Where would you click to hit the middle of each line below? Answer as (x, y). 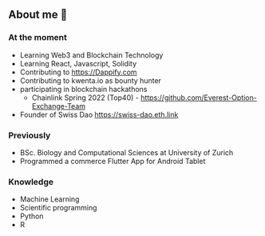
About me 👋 (38, 15)
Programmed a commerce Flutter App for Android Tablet (113, 161)
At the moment (38, 38)
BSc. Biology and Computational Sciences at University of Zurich (127, 152)
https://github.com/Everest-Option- (199, 98)
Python (32, 216)
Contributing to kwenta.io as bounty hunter (91, 80)
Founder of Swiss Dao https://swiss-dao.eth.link (99, 114)
